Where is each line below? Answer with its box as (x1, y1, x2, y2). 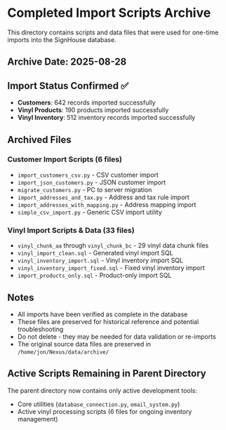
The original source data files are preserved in (17, 340, 152, 348)
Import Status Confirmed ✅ (7, 79, 129, 92)
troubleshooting (17, 325, 64, 333)
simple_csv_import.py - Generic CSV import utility (17, 208, 163, 216)
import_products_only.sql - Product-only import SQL (17, 271, 172, 280)
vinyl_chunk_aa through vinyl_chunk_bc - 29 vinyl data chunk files (17, 241, 209, 250)
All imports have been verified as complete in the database (17, 310, 188, 318)
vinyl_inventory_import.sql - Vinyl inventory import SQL (17, 256, 184, 264)
